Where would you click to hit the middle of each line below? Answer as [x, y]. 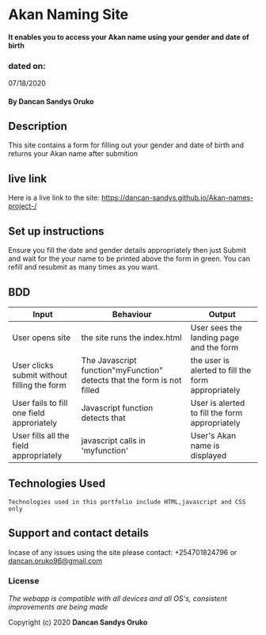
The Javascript [109, 360]
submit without [40, 375]
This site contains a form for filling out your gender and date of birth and [126, 145]
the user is [210, 360]
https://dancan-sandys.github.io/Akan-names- [178, 198]
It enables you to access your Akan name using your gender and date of [129, 36]
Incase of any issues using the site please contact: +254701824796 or [123, 552]
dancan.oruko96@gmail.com [55, 560]
